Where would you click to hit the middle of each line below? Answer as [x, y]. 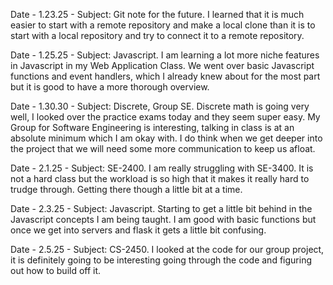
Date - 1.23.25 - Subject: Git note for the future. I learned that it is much [157, 14]
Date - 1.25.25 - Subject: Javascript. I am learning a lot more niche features [165, 55]
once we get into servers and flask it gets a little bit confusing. [138, 230]
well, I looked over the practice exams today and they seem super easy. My [165, 117]
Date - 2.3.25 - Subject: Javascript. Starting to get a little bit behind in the [161, 208]
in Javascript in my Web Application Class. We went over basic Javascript [162, 65]
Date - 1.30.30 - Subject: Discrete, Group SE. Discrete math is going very [160, 106]
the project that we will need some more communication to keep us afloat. [163, 148]
